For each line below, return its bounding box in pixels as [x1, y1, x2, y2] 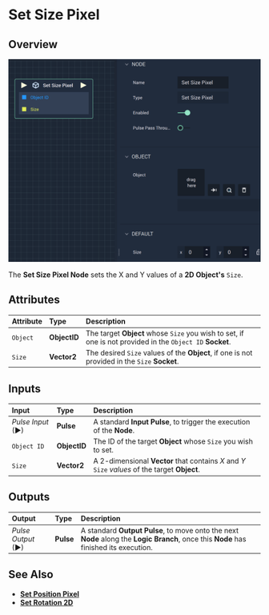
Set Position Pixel [19, 589, 80, 598]
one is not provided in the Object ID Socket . [85, 336, 231, 346]
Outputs [8, 490, 50, 504]
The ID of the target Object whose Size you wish [93, 436, 254, 446]
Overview [8, 38, 58, 51]
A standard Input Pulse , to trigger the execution [93, 416, 251, 426]
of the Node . [93, 425, 134, 435]
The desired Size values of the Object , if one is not [85, 348, 253, 357]
